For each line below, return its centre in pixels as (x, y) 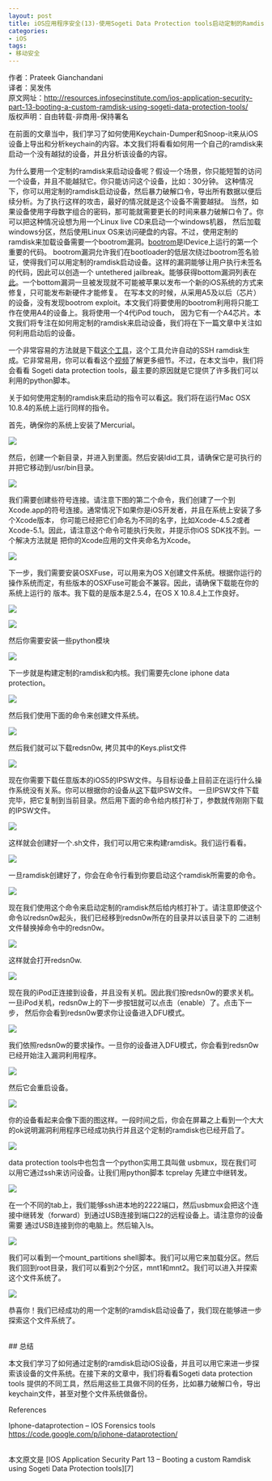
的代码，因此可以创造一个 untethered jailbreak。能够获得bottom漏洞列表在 (132, 272)
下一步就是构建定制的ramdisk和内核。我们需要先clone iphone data (119, 673)
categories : (28, 31)
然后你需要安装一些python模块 (59, 641)
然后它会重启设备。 (40, 1088)
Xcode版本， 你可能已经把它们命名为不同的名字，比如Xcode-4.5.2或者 (133, 520)
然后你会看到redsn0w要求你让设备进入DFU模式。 (106, 1013)
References (28, 1410)
